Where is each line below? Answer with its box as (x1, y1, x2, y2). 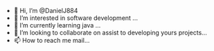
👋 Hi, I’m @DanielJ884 (13, 7, 78, 14)
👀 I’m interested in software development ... (13, 14, 139, 22)
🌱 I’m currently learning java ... (13, 21, 101, 29)
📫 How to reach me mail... (13, 37, 90, 44)
